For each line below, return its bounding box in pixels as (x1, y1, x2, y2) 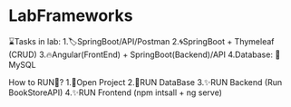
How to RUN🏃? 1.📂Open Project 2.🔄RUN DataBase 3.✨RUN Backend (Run (8, 76, 283, 87)
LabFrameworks (8, 5, 133, 26)
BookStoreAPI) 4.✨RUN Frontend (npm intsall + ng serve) (8, 87, 223, 98)
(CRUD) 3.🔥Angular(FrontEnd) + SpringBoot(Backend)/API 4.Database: (8, 49, 274, 60)
